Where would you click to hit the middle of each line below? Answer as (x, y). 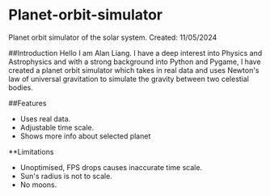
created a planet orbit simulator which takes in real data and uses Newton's (134, 70)
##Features (27, 103)
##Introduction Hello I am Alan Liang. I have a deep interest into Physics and (135, 53)
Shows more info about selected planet (85, 136)
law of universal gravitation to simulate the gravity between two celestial (129, 79)
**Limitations (31, 151)
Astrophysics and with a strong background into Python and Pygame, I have (135, 62)
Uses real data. (45, 118)
